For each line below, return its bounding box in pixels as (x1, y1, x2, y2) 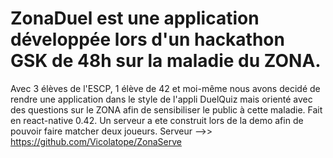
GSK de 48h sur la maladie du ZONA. (10, 50, 322, 72)
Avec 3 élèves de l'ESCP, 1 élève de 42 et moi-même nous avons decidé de (10, 82, 321, 94)
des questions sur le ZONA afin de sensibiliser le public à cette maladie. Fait (10, 103, 323, 116)
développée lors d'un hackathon (10, 28, 285, 51)
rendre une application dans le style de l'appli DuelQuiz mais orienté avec (10, 93, 313, 105)
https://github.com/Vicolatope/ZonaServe (10, 135, 182, 147)
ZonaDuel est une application (10, 7, 260, 30)
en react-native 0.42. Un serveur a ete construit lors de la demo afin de (10, 114, 304, 126)
